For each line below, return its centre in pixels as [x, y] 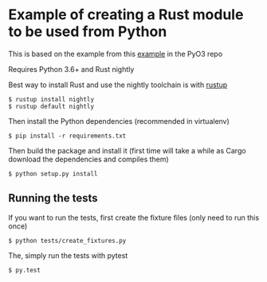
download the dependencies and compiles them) [88, 159]
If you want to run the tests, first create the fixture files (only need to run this [134, 217]
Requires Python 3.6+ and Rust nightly [71, 69]
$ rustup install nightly [51, 99]
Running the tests [53, 199]
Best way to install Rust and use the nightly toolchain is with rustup [118, 85]
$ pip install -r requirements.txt [67, 136]
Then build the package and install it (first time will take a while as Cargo [127, 150]
